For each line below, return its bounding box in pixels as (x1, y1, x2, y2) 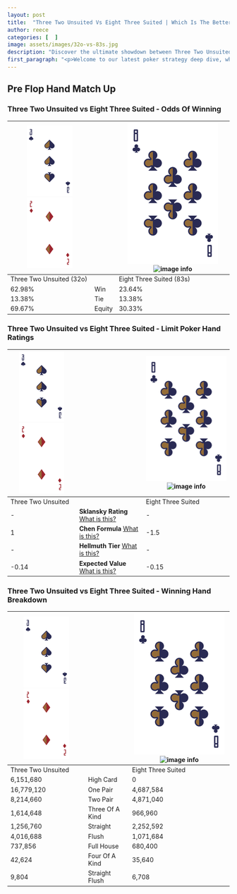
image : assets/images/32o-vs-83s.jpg (7, 41, 119, 49)
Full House (87, 842, 119, 850)
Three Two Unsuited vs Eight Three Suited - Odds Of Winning (7, 104, 221, 114)
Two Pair (87, 795, 114, 804)
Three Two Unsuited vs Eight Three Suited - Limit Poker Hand (7, 324, 221, 334)
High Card (87, 775, 118, 784)
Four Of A (87, 852, 116, 860)
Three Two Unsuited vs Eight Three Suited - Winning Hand (7, 586, 212, 596)
